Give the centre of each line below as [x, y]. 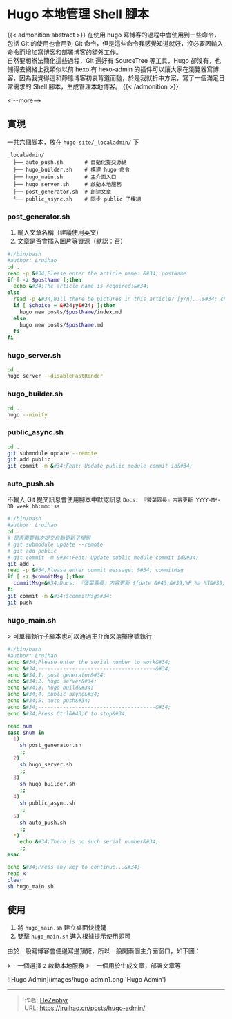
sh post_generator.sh [50, 745]
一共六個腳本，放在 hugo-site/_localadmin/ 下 [73, 142]
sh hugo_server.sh [46, 764]
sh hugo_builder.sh [48, 784]
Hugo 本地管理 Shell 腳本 [78, 14]
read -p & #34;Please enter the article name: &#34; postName [97, 273]
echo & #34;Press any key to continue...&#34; [74, 867]
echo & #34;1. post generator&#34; [57, 675]
